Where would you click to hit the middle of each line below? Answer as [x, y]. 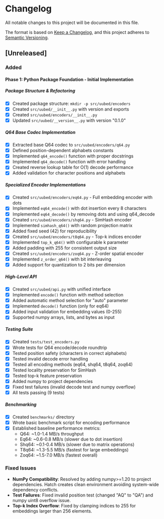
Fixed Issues [21, 468]
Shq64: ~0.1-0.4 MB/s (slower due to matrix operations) [77, 444]
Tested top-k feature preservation [47, 375]
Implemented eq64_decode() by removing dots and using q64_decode [84, 214]
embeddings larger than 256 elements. [52, 511]
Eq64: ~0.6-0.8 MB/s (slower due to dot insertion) [71, 439]
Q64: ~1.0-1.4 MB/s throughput [52, 434]
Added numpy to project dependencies [53, 381]
